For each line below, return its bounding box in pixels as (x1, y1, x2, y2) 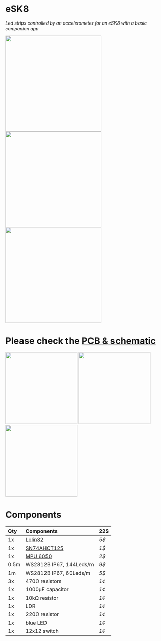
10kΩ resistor (25, 594, 59, 601)
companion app (5, 25, 39, 31)
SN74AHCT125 (25, 544, 64, 552)
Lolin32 (25, 536, 44, 543)
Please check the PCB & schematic (5, 335, 156, 347)
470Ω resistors (25, 578, 62, 585)
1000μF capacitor (25, 586, 69, 593)
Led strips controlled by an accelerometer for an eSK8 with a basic (5, 20, 147, 26)
